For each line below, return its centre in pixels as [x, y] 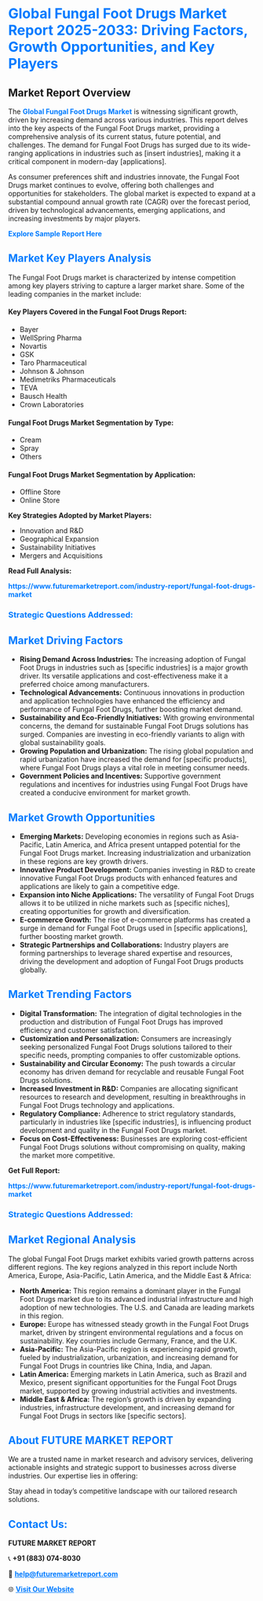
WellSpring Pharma [51, 338]
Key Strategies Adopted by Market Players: [80, 516]
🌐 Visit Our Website [41, 1589]
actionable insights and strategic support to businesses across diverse [122, 1468]
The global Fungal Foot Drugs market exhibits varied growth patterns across [131, 1259]
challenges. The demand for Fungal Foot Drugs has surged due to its [119, 145]
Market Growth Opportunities [82, 817]
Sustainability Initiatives [58, 547]
